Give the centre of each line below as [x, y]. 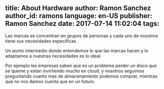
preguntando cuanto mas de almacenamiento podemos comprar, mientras [82, 76]
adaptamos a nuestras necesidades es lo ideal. [53, 56]
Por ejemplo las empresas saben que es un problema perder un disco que [81, 65]
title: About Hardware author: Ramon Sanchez [78, 8]
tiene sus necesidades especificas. [41, 41]
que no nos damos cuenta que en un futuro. [50, 81]
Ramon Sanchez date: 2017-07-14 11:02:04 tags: [82, 24]
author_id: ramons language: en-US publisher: [79, 16]
